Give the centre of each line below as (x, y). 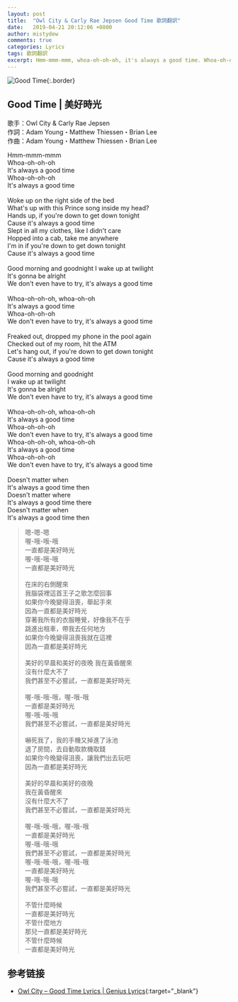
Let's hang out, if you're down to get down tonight (80, 351)
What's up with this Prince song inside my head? (78, 208)
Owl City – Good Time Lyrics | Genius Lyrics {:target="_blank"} (108, 991)
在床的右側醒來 (46, 584)
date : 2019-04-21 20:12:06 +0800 (60, 27)
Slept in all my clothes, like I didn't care (64, 230)
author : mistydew (33, 34)
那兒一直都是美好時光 (56, 931)
